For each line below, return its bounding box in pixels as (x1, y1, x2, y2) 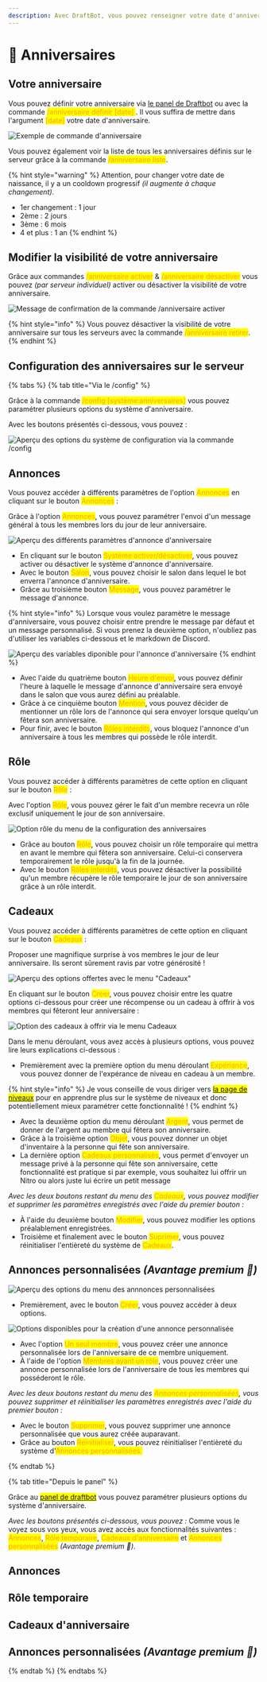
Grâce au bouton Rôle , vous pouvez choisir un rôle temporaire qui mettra (19, 839, 258, 849)
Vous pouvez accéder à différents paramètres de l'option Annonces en (8, 488, 240, 498)
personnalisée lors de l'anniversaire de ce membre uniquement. (19, 1347, 229, 1357)
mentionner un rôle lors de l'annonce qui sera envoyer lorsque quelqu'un (19, 707, 259, 716)
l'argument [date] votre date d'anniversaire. (8, 115, 151, 125)
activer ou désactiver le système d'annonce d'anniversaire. (19, 560, 214, 569)
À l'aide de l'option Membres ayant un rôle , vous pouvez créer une (19, 1356, 238, 1366)
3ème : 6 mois (19, 219, 67, 229)
